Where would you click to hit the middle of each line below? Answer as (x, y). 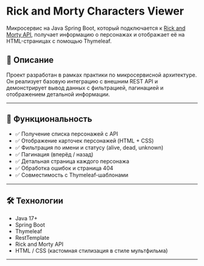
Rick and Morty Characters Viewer (95, 11)
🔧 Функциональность (49, 119)
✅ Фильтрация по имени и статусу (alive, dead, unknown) (89, 147)
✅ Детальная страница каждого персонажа (72, 161)
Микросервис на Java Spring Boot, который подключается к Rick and (96, 28)
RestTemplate (32, 238)
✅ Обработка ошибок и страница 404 (64, 168)
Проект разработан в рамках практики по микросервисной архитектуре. (102, 75)
